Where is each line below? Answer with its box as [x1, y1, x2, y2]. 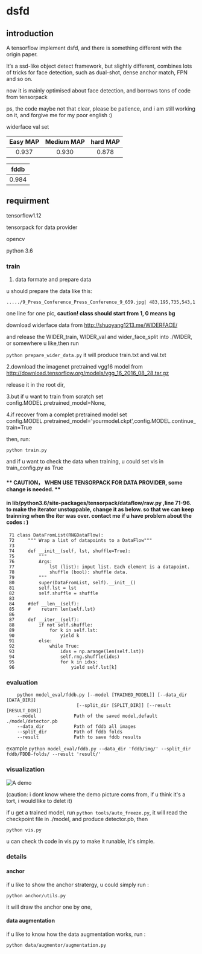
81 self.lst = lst [8, 585, 77, 591]
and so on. [6, 76, 33, 82]
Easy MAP [9, 138, 40, 146]
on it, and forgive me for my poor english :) [6, 112, 113, 118]
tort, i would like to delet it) [6, 797, 72, 804]
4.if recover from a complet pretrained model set [6, 411, 127, 418]
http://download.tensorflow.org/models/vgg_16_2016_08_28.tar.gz [6, 370, 169, 377]
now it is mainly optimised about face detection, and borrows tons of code [6, 87, 191, 94]
